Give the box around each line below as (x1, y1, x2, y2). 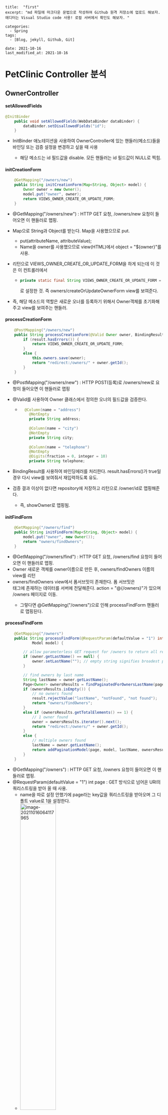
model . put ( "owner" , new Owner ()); (23, 534, 95, 540)
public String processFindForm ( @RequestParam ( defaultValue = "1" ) (14, 636, 155, 641)
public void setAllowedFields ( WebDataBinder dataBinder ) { (14, 119, 140, 124)
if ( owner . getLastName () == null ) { (23, 654, 99, 659)
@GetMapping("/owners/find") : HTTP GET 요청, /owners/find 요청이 (12, 553, 153, 560)
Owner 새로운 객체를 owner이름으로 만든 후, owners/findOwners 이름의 (12, 566, 155, 572)
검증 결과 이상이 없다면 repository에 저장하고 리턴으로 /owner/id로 (12, 485, 142, 491)
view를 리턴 (12, 572, 36, 578)
